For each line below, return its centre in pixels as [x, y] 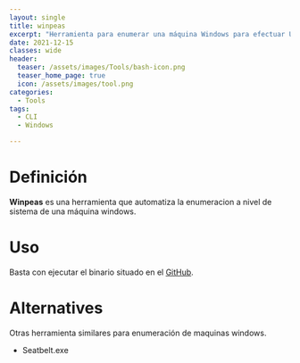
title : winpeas [37, 26]
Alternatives [56, 308]
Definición [48, 177]
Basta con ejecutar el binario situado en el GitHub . [101, 272]
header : [24, 59]
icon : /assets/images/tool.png [75, 84]
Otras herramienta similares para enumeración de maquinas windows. [138, 333]
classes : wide [36, 51]
